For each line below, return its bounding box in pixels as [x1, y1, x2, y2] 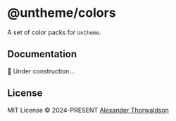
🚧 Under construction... [7, 66, 75, 75]
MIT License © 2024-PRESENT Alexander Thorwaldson [7, 106, 169, 114]
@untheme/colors [7, 5, 116, 21]
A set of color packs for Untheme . [7, 28, 101, 36]
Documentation [7, 48, 77, 60]
